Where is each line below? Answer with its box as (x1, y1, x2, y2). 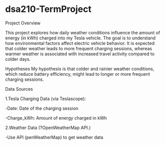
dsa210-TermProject (5, 3, 92, 15)
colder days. (5, 56, 31, 62)
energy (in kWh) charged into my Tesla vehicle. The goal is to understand (5, 35, 156, 41)
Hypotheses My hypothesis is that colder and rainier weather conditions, (5, 66, 155, 72)
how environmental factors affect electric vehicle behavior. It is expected (5, 40, 155, 46)
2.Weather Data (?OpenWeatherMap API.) (5, 125, 91, 131)
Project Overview (5, 20, 41, 26)
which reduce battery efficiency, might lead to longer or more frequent (5, 71, 151, 77)
